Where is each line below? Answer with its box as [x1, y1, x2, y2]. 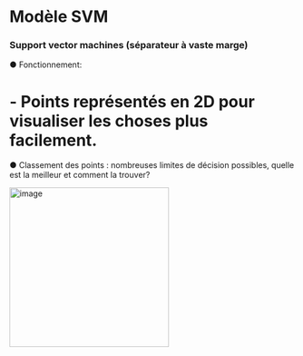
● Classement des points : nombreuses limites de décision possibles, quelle [9, 160, 295, 171]
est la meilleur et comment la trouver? [9, 170, 151, 181]
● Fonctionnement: [9, 59, 83, 70]
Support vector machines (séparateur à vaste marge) [9, 39, 249, 52]
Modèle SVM [9, 6, 109, 27]
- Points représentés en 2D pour [9, 91, 256, 112]
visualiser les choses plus [9, 111, 209, 131]
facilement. [9, 130, 98, 151]
